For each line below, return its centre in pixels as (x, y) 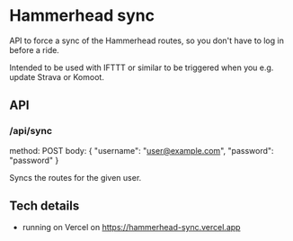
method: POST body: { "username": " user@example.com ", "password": (142, 150)
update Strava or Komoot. (57, 76)
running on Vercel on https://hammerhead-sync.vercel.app (131, 228)
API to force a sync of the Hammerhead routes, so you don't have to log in (147, 40)
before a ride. (35, 49)
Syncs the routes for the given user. (75, 177)
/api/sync (31, 131)
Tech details (44, 206)
